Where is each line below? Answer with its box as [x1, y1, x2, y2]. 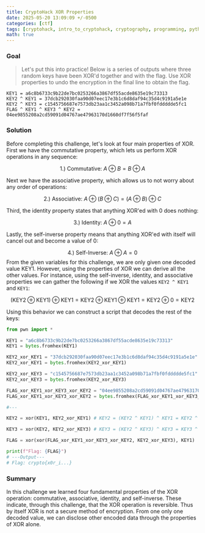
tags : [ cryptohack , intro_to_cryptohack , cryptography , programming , [6, 26, 187, 32]
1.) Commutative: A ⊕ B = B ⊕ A [60, 164, 145, 172]
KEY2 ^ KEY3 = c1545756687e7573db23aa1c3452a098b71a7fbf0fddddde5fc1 [6, 101, 187, 108]
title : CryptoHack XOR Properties [6, 9, 95, 15]
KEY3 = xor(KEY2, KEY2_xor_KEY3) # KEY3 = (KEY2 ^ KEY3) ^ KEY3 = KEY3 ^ [6, 426, 198, 433]
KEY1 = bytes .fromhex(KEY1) [6, 343, 78, 349]
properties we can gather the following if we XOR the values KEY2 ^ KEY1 [6, 278, 189, 285]
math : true [6, 32, 34, 38]
